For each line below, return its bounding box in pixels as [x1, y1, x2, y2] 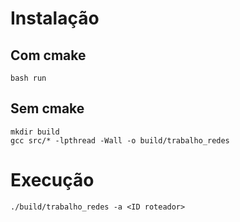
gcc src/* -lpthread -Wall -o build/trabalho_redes [10, 135, 230, 146]
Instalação [10, 7, 100, 30]
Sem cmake [10, 100, 85, 117]
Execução [10, 169, 95, 191]
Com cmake [10, 47, 87, 64]
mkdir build [10, 127, 60, 137]
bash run [10, 73, 47, 83]
